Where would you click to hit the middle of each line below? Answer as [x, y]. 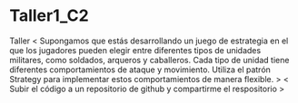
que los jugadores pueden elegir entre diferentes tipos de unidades [135, 50]
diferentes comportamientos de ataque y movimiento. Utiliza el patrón [140, 70]
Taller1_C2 [49, 16]
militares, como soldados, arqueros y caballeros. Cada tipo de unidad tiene [149, 60]
